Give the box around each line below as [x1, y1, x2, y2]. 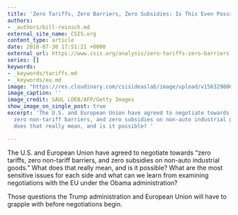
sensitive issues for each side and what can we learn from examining [7, 171, 209, 180]
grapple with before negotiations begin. [7, 199, 123, 208]
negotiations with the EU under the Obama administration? [7, 178, 178, 187]
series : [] [7, 57, 40, 64]
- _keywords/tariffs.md [7, 70, 78, 77]
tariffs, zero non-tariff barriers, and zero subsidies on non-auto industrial [7, 155, 220, 164]
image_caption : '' [7, 89, 62, 97]
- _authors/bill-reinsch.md [7, 23, 91, 31]
